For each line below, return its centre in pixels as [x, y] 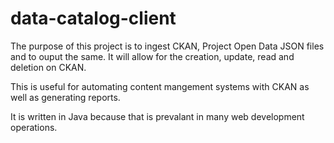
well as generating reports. [65, 97]
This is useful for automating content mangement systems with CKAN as [160, 86]
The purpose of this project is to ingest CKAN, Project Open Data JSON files [167, 46]
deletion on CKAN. [48, 67]
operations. [34, 127]
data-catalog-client [93, 18]
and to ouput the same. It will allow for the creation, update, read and [152, 56]
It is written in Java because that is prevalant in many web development [157, 116]
